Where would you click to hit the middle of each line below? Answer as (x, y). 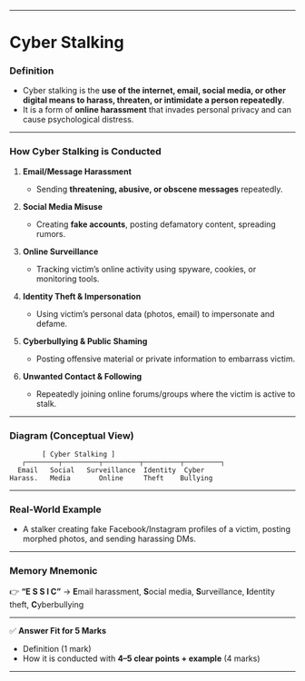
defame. (52, 323)
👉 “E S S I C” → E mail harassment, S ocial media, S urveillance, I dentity (142, 591)
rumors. (51, 233)
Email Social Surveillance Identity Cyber (111, 470)
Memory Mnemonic (54, 571)
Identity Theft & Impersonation (82, 296)
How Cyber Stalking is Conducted (85, 152)
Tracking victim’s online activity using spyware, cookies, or (146, 269)
